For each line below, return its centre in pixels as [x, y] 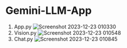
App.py [23, 27]
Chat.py [23, 39]
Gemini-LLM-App [49, 11]
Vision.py [25, 32]
